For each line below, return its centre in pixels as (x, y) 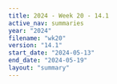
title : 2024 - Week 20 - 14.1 (59, 16)
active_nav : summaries (46, 23)
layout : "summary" (39, 68)
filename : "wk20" (37, 38)
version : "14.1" (35, 46)
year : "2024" (30, 30)
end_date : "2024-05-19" (48, 61)
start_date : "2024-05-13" (51, 53)
